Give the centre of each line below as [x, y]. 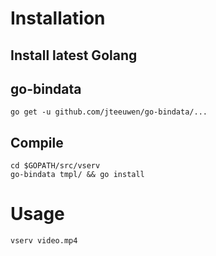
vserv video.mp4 [44, 241]
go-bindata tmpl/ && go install [77, 175]
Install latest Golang [74, 55]
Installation [58, 18]
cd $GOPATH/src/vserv [55, 166]
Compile [37, 142]
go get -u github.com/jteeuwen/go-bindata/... [109, 112]
